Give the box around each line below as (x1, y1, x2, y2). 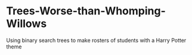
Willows (6, 17, 47, 30)
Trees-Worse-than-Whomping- (6, 4, 166, 18)
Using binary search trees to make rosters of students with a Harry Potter (6, 36, 187, 44)
